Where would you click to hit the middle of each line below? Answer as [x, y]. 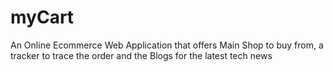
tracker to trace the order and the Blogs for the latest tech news [141, 55]
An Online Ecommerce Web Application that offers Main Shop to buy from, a [167, 45]
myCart [42, 17]
